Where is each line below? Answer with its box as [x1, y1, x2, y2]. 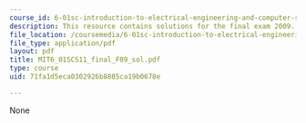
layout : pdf [9, 47, 55, 56]
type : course [9, 64, 59, 73]
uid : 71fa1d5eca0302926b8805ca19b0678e [9, 72, 161, 81]
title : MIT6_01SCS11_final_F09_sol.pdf [9, 55, 161, 64]
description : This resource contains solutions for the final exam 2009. [9, 22, 296, 31]
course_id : [9, 13, 51, 23]
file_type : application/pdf [9, 38, 117, 48]
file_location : [9, 30, 67, 39]
